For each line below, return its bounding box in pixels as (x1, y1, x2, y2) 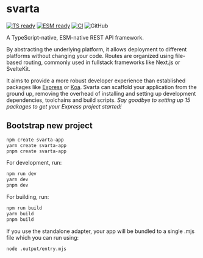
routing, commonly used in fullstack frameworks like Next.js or (23, 59, 180, 66)
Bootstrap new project (6, 121, 93, 131)
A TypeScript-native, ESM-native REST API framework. (6, 34, 144, 41)
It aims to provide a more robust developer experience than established (6, 77, 186, 84)
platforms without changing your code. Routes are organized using (6, 52, 174, 59)
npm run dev (6, 171, 37, 177)
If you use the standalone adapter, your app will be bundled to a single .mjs (6, 228, 195, 235)
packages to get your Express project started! (6, 102, 122, 110)
